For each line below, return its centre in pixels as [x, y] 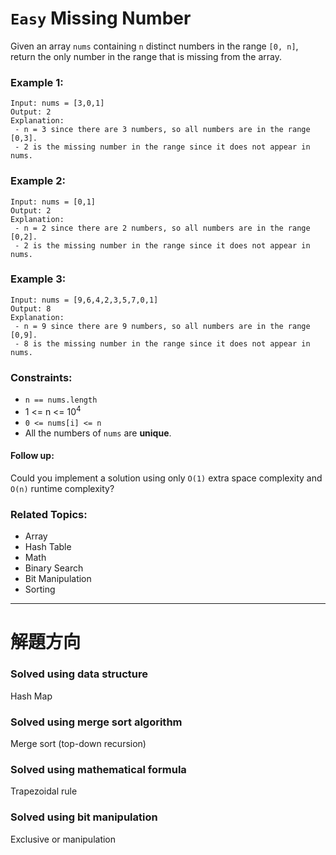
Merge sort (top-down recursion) [78, 744]
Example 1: [37, 82]
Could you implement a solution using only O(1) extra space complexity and [166, 478]
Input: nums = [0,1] [53, 202]
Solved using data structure [79, 674]
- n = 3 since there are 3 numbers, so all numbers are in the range [162, 130]
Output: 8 [31, 308]
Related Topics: [49, 514]
